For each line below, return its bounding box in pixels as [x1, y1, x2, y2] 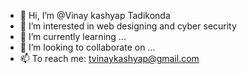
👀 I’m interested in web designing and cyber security [19, 20, 237, 32]
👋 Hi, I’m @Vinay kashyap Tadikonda [19, 10, 171, 21]
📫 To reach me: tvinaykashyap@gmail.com [19, 53, 200, 64]
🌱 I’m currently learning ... [19, 31, 127, 42]
